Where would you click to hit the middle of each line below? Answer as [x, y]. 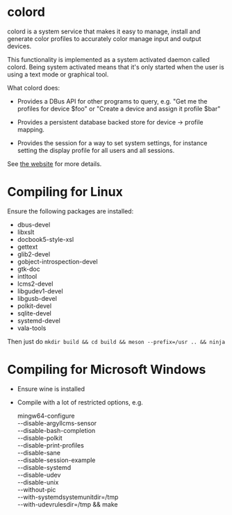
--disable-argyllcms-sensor [57, 423]
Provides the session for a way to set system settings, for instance [112, 142]
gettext [27, 247]
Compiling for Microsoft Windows [107, 370]
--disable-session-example [56, 460]
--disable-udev [39, 475]
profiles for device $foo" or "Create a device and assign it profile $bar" [119, 108]
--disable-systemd [44, 467]
